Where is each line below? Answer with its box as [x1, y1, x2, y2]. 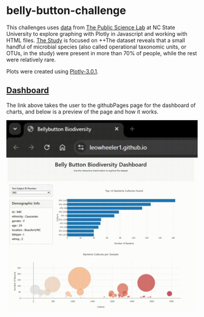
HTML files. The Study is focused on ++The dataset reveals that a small [6, 36, 185, 44]
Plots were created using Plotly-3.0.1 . [6, 67, 99, 75]
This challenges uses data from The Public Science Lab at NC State [6, 24, 175, 31]
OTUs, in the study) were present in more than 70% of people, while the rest [6, 49, 197, 56]
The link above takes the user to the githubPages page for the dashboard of [6, 101, 196, 109]
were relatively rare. [6, 56, 56, 63]
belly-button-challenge [6, 4, 126, 18]
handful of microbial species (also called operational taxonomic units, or [6, 43, 187, 50]
